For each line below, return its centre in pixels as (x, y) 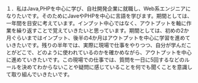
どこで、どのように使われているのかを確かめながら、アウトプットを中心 (104, 52)
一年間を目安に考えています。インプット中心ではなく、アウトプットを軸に (96, 23)
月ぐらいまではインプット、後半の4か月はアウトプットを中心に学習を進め (96, 38)
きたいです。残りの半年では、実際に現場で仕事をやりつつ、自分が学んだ (99, 45)
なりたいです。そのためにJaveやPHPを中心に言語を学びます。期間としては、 (99, 16)
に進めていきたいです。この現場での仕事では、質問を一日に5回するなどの (95, 60)
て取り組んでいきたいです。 (39, 74)
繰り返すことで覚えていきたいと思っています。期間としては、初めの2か (103, 30)
